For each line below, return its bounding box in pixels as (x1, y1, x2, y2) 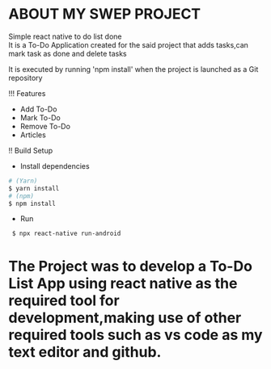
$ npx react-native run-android (11, 229, 121, 238)
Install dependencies (19, 161, 91, 170)
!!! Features (8, 88, 46, 98)
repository (8, 73, 43, 82)
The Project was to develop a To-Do (8, 257, 253, 275)
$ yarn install (8, 184, 60, 192)
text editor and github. (8, 342, 162, 361)
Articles (19, 130, 46, 140)
